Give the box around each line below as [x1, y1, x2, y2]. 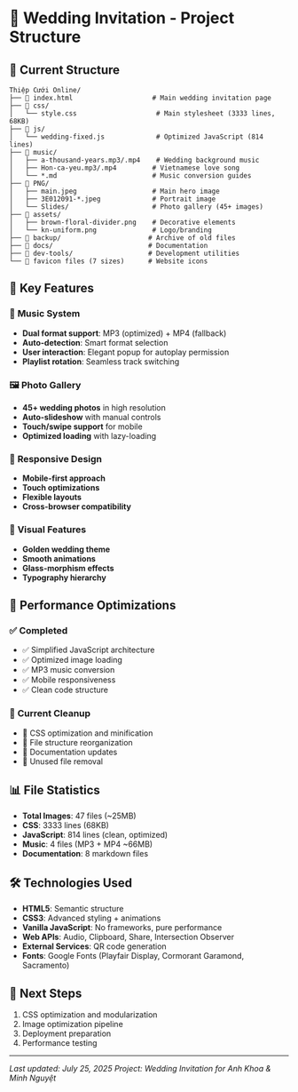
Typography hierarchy [21, 572, 106, 583]
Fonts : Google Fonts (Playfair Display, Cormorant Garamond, [21, 951, 245, 961]
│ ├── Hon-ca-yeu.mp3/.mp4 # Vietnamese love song [9, 163, 240, 172]
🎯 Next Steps [9, 985, 82, 1000]
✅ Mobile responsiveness [21, 674, 116, 685]
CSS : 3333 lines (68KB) [21, 820, 109, 831]
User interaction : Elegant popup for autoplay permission [21, 347, 230, 357]
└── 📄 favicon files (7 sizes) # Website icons [9, 257, 208, 266]
